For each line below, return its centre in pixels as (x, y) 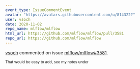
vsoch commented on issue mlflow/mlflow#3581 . (57, 53)
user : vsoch (18, 19)
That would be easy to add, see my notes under (47, 62)
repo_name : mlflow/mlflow (33, 29)
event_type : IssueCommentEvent (38, 10)
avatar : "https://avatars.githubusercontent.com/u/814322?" (71, 15)
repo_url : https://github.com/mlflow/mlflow (53, 39)
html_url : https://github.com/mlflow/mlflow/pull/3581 (65, 33)
